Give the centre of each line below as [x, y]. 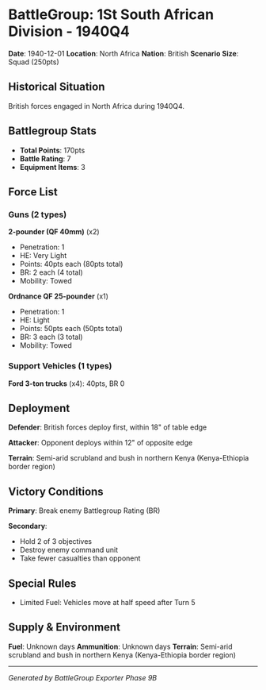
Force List [33, 192]
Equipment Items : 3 [52, 167]
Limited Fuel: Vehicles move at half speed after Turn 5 [107, 602]
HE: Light [34, 320]
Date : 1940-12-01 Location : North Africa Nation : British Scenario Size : [123, 53]
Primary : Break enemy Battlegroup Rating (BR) [84, 511]
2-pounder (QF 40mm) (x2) [54, 232]
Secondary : [28, 526]
